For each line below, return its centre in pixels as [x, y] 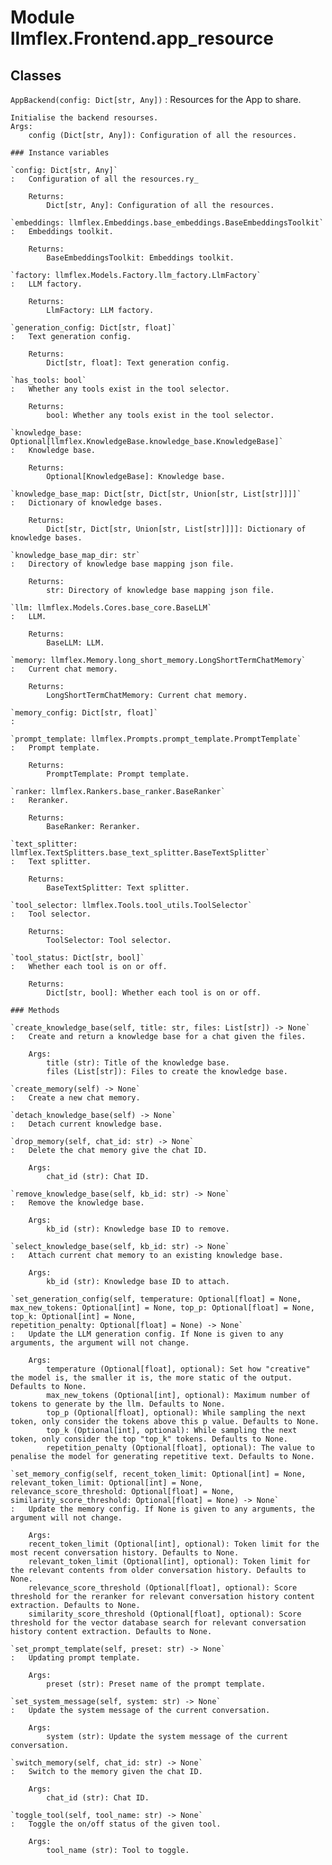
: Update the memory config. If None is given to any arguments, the [162, 1509]
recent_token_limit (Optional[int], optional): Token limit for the [174, 1544]
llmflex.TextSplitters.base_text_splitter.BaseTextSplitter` [140, 853]
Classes [36, 75]
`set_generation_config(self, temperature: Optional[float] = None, [156, 1299]
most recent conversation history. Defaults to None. [125, 1553]
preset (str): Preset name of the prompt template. [156, 1684]
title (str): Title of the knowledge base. [138, 1063]
